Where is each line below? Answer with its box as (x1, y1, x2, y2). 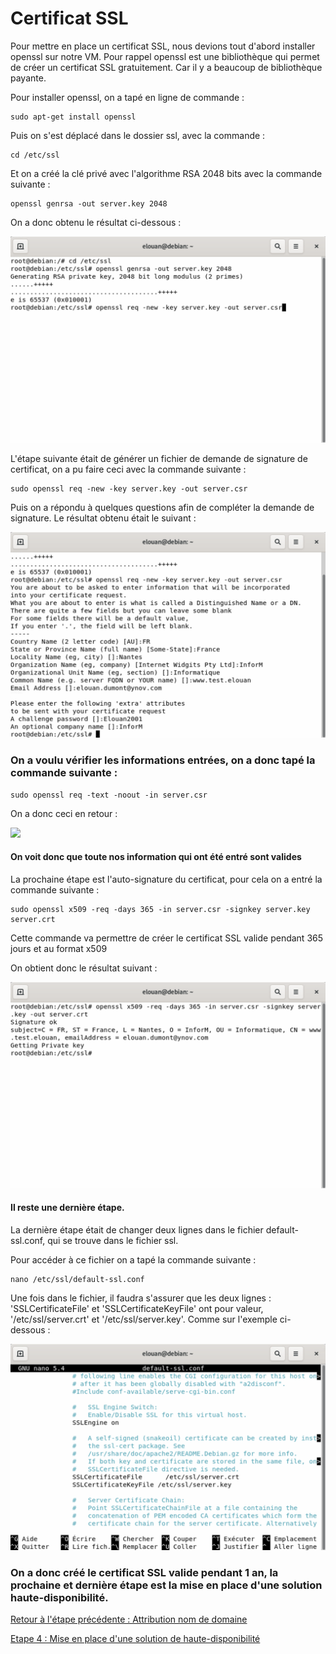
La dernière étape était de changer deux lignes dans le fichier (10, 1223, 264, 1236)
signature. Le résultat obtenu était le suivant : (10, 512, 197, 524)
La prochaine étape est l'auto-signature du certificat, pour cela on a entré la (10, 873, 323, 885)
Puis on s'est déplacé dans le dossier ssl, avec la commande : (10, 129, 266, 141)
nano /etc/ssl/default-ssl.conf (10, 1274, 145, 1284)
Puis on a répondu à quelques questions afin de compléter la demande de (10, 501, 315, 513)
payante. (10, 72, 47, 84)
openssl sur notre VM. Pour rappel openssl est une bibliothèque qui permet (10, 50, 320, 62)
